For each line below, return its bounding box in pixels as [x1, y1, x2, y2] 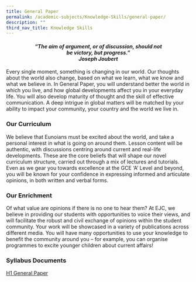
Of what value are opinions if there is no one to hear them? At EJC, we [6, 205, 176, 212]
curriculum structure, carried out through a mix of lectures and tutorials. [6, 158, 180, 165]
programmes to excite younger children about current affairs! [6, 242, 153, 249]
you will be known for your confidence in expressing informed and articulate [6, 170, 190, 177]
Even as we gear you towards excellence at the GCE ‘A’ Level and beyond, [6, 164, 184, 171]
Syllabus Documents [6, 256, 67, 264]
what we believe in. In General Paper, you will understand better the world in [6, 81, 190, 88]
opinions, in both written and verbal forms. [6, 176, 109, 184]
